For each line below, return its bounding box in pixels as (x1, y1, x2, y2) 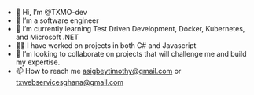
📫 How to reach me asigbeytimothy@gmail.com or (15, 67, 182, 75)
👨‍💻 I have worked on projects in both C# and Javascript (15, 41, 197, 50)
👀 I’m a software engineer (15, 16, 100, 25)
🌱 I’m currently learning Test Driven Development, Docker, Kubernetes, (15, 24, 245, 33)
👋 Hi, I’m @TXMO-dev (15, 8, 88, 16)
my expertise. (15, 57, 61, 67)
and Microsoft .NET (15, 32, 79, 42)
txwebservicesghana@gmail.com (15, 78, 124, 86)
